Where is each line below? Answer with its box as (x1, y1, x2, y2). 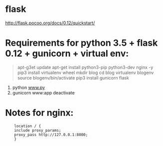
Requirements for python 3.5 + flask (5, 37, 158, 49)
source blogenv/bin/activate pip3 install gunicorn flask (17, 74, 130, 80)
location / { (14, 123, 41, 129)
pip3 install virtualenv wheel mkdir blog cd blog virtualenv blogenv (17, 70, 154, 75)
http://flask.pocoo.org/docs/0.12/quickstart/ (5, 20, 95, 26)
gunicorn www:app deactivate (12, 89, 75, 95)
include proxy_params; (14, 128, 61, 133)
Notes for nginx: (5, 107, 74, 119)
